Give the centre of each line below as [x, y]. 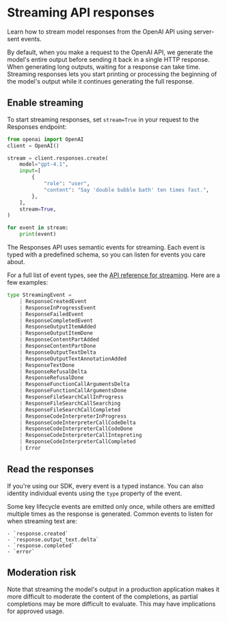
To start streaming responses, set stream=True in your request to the [103, 119]
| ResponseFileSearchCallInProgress [72, 397]
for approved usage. [36, 611]
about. [16, 262]
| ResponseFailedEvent [52, 314]
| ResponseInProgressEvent [58, 308]
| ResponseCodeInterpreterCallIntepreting [81, 435]
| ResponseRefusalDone [52, 378]
